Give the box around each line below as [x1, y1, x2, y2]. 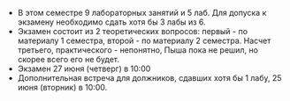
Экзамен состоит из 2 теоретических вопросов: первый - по [17, 26, 248, 36]
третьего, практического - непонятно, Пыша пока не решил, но [17, 45, 259, 55]
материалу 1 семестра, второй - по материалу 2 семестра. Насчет [17, 35, 271, 46]
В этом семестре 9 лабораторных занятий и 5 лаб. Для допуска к [17, 8, 267, 18]
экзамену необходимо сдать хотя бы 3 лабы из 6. [17, 17, 206, 27]
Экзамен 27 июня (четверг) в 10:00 [17, 63, 151, 74]
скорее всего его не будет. [17, 54, 120, 64]
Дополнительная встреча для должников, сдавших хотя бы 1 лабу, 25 [17, 73, 282, 83]
